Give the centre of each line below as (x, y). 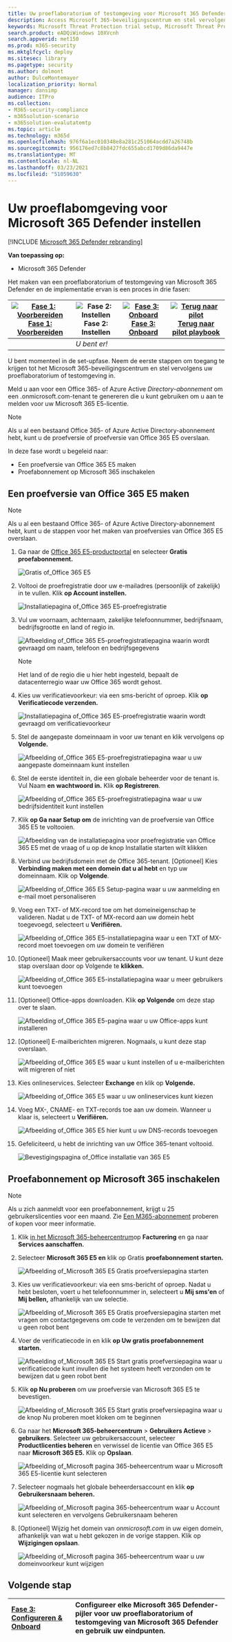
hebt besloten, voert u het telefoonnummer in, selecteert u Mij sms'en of (121, 1292)
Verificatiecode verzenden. (58, 703)
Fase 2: (96, 324)
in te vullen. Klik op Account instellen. (72, 593)
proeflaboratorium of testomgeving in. (62, 376)
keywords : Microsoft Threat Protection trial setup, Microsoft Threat (111, 26)
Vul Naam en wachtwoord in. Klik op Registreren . (89, 786)
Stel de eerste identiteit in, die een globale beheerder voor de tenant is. (118, 778)
